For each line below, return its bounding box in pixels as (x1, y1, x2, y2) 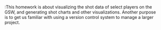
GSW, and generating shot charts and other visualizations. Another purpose (4, 9, 156, 15)
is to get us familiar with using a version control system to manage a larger (4, 15, 154, 20)
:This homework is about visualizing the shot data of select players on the (4, 4, 152, 10)
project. (4, 19, 20, 25)
